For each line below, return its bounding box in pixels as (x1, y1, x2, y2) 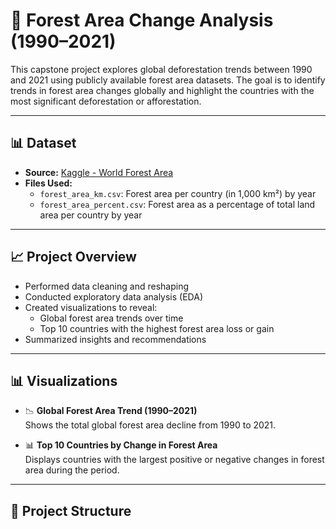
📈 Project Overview (10, 249, 137, 266)
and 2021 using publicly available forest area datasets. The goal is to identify (10, 74, 326, 86)
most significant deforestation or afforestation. (10, 95, 202, 107)
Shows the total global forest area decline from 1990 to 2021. (24, 419, 277, 431)
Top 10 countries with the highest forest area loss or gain (39, 322, 275, 334)
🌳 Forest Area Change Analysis (10, 9, 274, 32)
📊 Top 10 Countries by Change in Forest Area (24, 439, 218, 451)
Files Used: (24, 177, 73, 189)
